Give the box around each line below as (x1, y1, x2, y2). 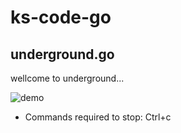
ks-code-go (10, 6, 112, 29)
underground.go (10, 46, 115, 63)
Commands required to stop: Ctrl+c (24, 111, 172, 123)
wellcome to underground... (10, 72, 125, 84)
